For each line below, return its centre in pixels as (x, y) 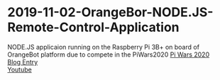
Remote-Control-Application (93, 27)
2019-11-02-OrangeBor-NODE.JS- (110, 12)
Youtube (20, 69)
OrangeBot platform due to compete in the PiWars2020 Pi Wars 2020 (109, 55)
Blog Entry (23, 62)
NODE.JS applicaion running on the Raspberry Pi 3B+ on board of (104, 47)
